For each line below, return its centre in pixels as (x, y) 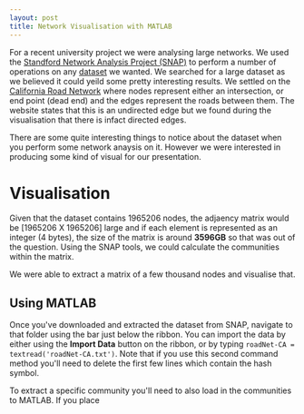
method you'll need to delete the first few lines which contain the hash (141, 363)
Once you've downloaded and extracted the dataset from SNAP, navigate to (151, 325)
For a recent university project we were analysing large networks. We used (149, 52)
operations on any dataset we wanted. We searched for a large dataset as (147, 71)
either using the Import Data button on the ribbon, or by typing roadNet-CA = (152, 344)
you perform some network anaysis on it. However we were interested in (145, 147)
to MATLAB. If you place (54, 400)
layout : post (34, 18)
